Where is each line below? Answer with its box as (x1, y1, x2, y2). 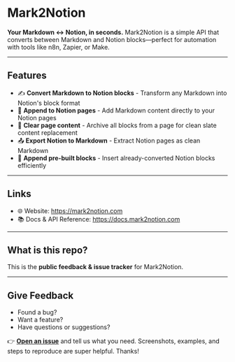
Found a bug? (17, 308, 57, 317)
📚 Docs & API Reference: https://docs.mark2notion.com (17, 215, 180, 223)
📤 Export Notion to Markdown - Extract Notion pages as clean (17, 136, 201, 145)
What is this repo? (7, 244, 88, 256)
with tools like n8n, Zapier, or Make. (7, 43, 110, 51)
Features (7, 70, 47, 82)
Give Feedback (7, 289, 74, 301)
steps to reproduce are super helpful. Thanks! (7, 347, 140, 356)
